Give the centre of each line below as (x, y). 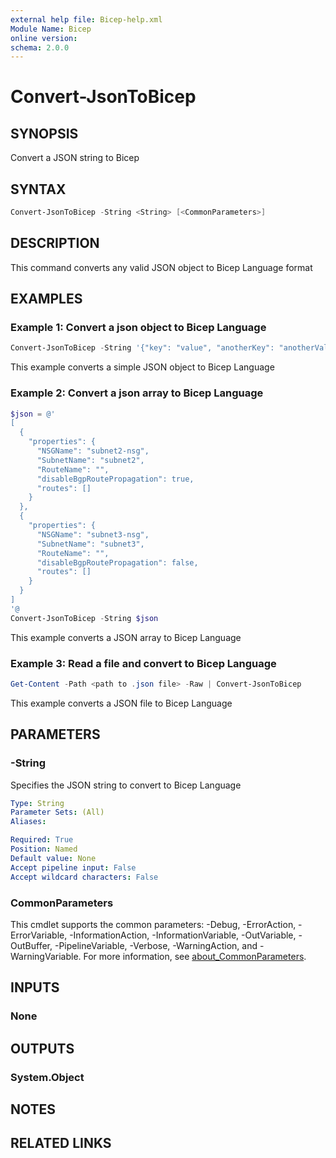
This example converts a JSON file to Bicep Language (121, 703)
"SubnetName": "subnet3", (90, 544)
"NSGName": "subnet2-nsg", (93, 451)
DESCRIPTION (55, 243)
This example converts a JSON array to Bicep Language (126, 637)
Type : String (37, 803)
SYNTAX (38, 189)
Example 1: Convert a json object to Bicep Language (138, 328)
